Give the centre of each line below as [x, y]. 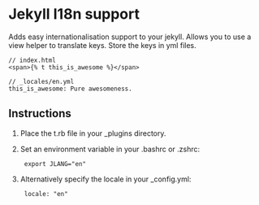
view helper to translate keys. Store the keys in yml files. [102, 45]
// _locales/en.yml [41, 81]
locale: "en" [46, 194]
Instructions [40, 113]
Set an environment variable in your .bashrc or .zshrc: [110, 149]
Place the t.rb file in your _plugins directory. [93, 133]
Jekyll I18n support [74, 14]
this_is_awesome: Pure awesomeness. [70, 89]
